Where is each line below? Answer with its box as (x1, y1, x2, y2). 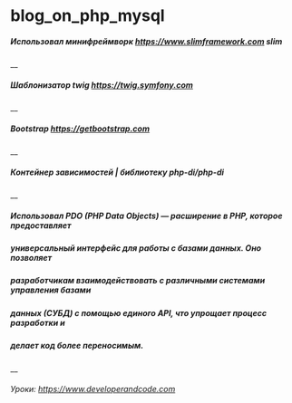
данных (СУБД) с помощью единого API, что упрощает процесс (10, 307, 267, 318)
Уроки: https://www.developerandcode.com (10, 384, 176, 395)
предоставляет (10, 219, 72, 231)
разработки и (10, 317, 66, 328)
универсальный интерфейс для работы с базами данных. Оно (10, 243, 262, 254)
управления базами (10, 284, 92, 295)
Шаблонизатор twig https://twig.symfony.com (10, 79, 194, 91)
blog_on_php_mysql (10, 5, 166, 26)
